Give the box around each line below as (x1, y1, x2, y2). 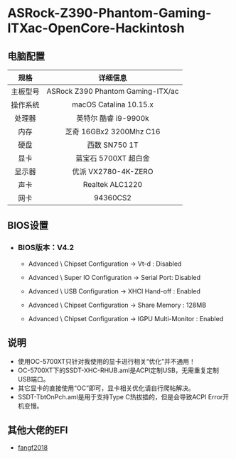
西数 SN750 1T (87, 140, 139, 150)
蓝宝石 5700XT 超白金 (75, 153, 151, 163)
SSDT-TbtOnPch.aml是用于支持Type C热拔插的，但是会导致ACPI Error (17, 392, 223, 401)
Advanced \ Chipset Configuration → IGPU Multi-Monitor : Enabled (28, 314, 224, 323)
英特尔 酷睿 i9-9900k (76, 114, 149, 123)
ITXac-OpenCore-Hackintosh (7, 20, 185, 36)
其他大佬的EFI (7, 424, 68, 436)
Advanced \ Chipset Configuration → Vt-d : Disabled (28, 259, 182, 268)
